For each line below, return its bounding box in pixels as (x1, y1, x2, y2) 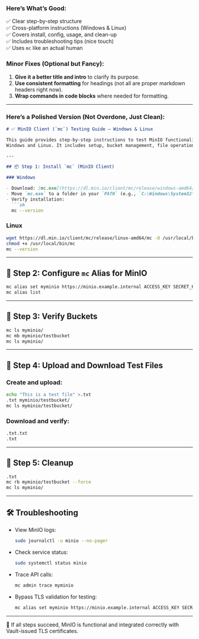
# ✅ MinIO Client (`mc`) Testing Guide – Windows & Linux (6, 126, 153, 132)
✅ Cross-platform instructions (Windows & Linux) (6, 24, 127, 32)
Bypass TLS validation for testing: (14, 593, 97, 600)
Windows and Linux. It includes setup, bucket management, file (6, 142, 168, 148)
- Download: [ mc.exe (6, 186, 57, 192)
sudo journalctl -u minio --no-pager (14, 538, 108, 544)
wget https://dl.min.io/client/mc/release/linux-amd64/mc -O (6, 235, 161, 241)
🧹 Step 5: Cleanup (6, 458, 74, 468)
